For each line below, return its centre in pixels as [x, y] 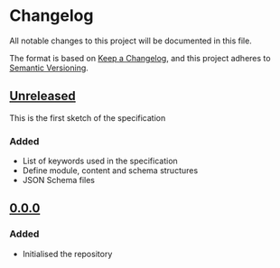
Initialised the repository [67, 254]
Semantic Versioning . [49, 68]
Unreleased [43, 96]
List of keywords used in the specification [100, 161]
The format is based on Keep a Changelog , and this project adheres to [140, 58]
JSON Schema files [58, 180]
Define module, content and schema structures [110, 171]
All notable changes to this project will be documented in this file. [131, 41]
